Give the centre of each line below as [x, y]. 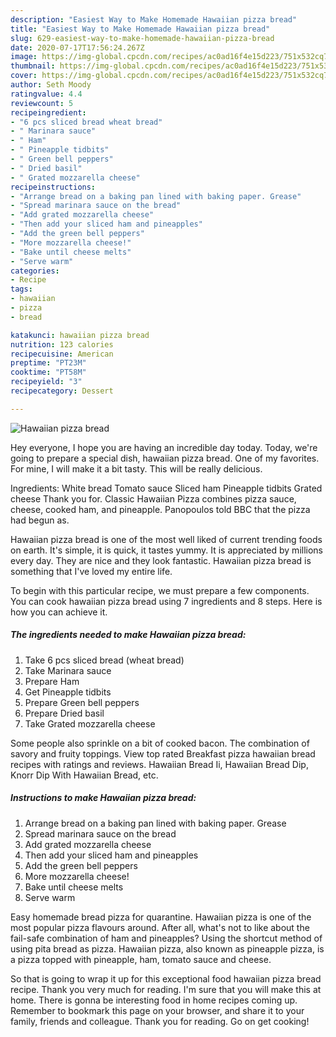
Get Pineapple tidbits [68, 692]
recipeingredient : [48, 112]
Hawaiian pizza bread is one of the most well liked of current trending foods [166, 539]
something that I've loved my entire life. [91, 571]
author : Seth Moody [51, 85]
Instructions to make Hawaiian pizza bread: [103, 798]
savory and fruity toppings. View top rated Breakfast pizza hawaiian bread [163, 753]
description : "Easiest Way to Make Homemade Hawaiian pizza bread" [154, 19]
